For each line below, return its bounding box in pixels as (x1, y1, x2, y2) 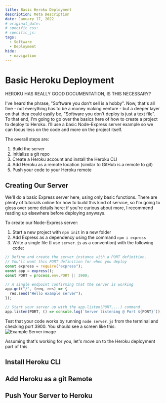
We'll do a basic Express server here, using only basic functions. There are (5, 194, 158, 200)
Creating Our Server (5, 181, 69, 189)
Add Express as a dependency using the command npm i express (12, 234, 146, 240)
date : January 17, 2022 (5, 16, 54, 21)
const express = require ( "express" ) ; (5, 264, 83, 269)
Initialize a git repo (12, 151, 50, 157)
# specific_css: (5, 26, 39, 31)
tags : (5, 35, 16, 40)
